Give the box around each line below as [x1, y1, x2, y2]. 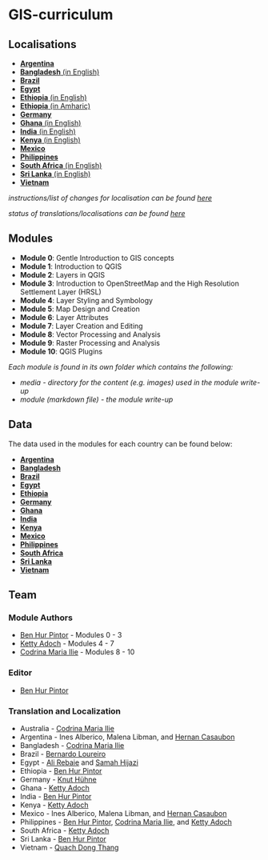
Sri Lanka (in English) [19, 170, 91, 178]
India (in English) [19, 126, 76, 136]
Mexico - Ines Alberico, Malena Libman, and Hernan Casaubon [19, 808, 227, 818]
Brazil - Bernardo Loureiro [19, 749, 106, 758]
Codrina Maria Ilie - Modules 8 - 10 [19, 647, 135, 657]
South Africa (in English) [19, 161, 102, 170]
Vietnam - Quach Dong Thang [19, 842, 119, 852]
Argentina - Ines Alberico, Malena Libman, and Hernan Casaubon [19, 732, 235, 742]
